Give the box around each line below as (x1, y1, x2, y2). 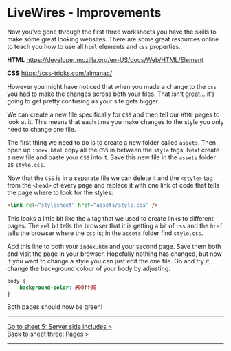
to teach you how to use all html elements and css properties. (7, 42, 181, 50)
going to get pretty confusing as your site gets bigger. (7, 97, 160, 105)
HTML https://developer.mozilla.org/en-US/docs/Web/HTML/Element (7, 55, 204, 63)
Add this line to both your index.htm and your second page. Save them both (7, 242, 221, 250)
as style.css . (7, 160, 45, 168)
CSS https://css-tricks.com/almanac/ (7, 69, 113, 77)
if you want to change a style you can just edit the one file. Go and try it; (7, 257, 212, 265)
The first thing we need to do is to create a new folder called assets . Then (7, 138, 217, 146)
